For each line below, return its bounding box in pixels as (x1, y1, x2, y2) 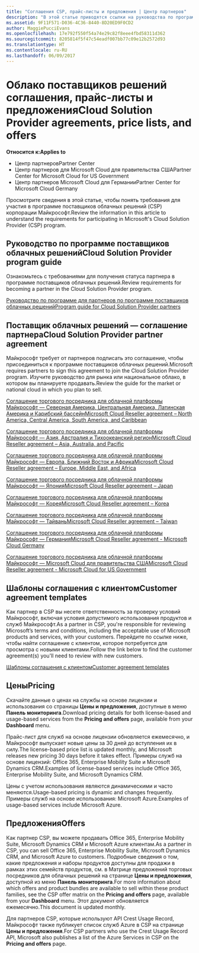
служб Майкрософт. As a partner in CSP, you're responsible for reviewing (6, 621, 187, 628)
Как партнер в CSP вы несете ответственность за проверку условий (6, 608, 181, 615)
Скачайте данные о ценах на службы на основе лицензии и (6, 697, 158, 704)
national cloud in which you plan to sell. (6, 386, 102, 393)
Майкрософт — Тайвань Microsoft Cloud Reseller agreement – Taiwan (6, 518, 178, 525)
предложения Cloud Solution (6, 103, 153, 117)
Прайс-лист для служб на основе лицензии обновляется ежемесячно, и (6, 733, 190, 740)
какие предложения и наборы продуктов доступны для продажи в (6, 859, 175, 867)
